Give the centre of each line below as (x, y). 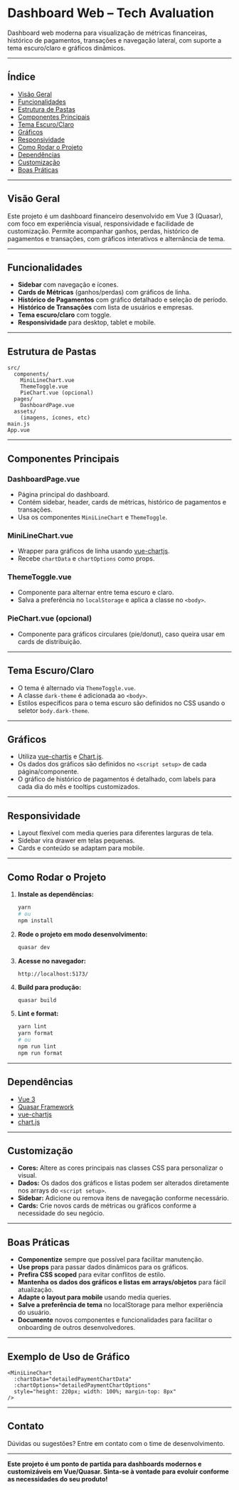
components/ (32, 374)
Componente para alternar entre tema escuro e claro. (96, 593)
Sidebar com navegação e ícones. (68, 285)
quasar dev (34, 947)
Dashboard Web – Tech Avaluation (111, 13)
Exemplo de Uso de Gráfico (69, 1357)
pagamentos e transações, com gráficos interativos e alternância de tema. (116, 238)
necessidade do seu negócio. (61, 1213)
